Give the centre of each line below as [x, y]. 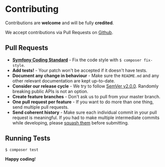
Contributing [32, 9]
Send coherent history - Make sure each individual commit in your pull [84, 112]
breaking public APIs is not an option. [50, 91]
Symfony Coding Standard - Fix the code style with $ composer [77, 60]
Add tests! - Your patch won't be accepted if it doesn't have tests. [80, 70]
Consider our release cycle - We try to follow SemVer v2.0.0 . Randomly [85, 86]
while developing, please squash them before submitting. [71, 123]
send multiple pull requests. [41, 107]
